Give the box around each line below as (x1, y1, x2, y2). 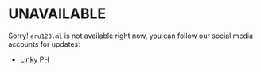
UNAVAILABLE (8, 5, 107, 23)
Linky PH (19, 55, 50, 64)
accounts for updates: (8, 39, 81, 48)
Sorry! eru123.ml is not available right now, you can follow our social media (8, 31, 253, 40)
